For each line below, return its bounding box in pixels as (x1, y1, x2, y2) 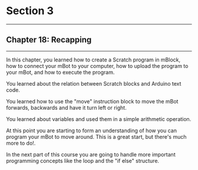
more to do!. (6, 139, 36, 146)
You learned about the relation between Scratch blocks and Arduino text (6, 80, 181, 87)
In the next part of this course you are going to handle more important (6, 151, 176, 158)
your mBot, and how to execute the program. (6, 68, 115, 76)
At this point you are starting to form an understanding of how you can (6, 127, 177, 134)
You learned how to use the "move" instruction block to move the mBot (6, 97, 179, 104)
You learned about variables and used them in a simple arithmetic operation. (6, 115, 192, 122)
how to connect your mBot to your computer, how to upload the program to (6, 62, 189, 69)
